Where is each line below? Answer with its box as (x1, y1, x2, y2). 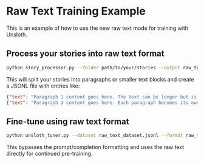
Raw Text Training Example (6, 4, 146, 18)
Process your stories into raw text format (6, 49, 165, 59)
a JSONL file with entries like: (6, 82, 80, 89)
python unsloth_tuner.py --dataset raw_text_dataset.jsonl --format (6, 133, 183, 139)
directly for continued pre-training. (6, 150, 93, 158)
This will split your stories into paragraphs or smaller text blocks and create (6, 75, 194, 83)
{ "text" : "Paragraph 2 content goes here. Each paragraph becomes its (6, 99, 189, 106)
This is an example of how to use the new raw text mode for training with (6, 24, 189, 32)
